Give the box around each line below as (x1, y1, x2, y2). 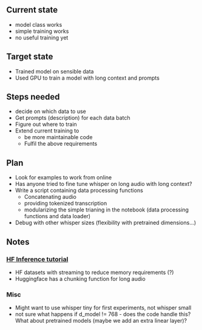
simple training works (15, 27, 69, 35)
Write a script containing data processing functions (15, 187, 144, 194)
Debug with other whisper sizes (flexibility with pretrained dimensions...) (15, 219, 197, 227)
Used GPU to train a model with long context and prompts (15, 74, 160, 81)
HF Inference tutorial (6, 255, 69, 263)
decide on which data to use (15, 108, 87, 115)
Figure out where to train (15, 121, 77, 128)
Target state (6, 52, 53, 62)
